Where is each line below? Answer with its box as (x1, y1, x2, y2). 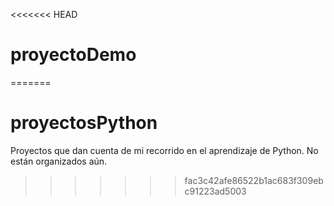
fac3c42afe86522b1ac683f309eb (184, 174, 324, 186)
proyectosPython (10, 112, 158, 134)
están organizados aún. (10, 155, 108, 167)
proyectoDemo (10, 44, 137, 66)
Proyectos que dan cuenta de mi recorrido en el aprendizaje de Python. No (10, 144, 319, 156)
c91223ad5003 (184, 185, 247, 197)
